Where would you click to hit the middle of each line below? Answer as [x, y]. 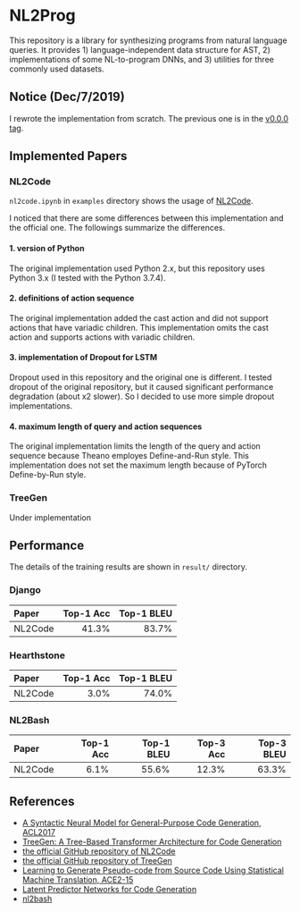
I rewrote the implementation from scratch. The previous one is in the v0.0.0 [149, 118]
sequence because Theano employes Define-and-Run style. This [129, 456]
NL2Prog [42, 16]
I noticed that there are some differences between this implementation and [146, 218]
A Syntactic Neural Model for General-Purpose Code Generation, [142, 823]
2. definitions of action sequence [72, 298]
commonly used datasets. [57, 69]
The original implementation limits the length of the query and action [135, 446]
